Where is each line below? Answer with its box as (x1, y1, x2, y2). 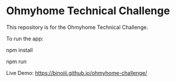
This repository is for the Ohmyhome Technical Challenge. (6, 24, 148, 31)
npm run (6, 58, 27, 65)
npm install (6, 46, 33, 54)
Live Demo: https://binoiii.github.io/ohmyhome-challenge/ (6, 69, 148, 76)
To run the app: (6, 35, 44, 42)
